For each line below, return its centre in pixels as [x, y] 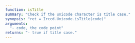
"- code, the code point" [37, 28]
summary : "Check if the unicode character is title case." [68, 14]
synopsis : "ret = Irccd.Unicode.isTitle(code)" [56, 19]
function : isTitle [24, 10]
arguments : [16, 23]
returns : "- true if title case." [41, 33]
